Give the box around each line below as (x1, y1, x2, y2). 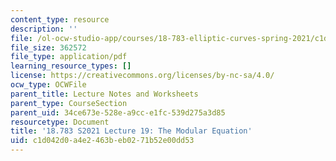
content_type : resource (10, 14, 110, 25)
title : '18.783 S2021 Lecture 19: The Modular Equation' (10, 126, 253, 136)
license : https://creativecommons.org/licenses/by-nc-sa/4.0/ (10, 71, 275, 81)
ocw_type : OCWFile (10, 80, 87, 90)
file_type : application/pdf (10, 52, 128, 62)
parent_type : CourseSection (10, 98, 128, 108)
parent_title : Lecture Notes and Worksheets (10, 89, 199, 99)
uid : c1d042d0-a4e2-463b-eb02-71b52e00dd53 (10, 136, 195, 146)
